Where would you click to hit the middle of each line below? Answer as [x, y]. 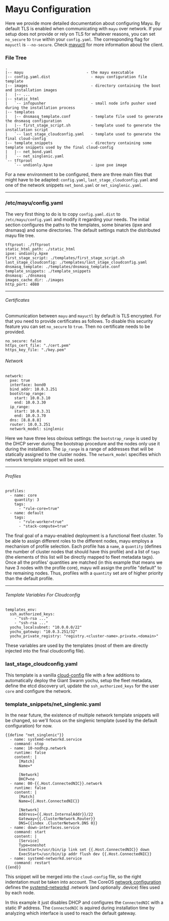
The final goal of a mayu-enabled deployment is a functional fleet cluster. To [84, 536]
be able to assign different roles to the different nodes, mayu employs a [79, 541]
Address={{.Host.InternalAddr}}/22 [56, 814]
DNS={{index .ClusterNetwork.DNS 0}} [58, 823]
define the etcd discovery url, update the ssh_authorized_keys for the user [82, 686]
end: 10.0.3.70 [30, 416]
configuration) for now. [29, 726]
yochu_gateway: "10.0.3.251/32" [44, 632]
